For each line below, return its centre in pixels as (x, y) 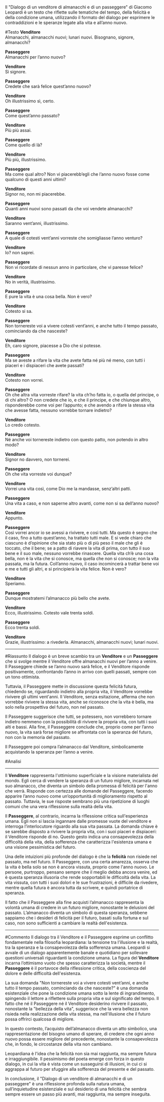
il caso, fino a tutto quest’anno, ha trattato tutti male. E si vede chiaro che (78, 538)
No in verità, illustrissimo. (31, 282)
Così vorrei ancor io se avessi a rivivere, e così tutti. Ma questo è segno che (81, 532)
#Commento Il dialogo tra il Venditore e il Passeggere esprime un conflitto (79, 937)
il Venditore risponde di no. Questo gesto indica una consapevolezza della (80, 837)
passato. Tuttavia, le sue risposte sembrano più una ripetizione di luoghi (77, 801)
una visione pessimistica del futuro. (41, 847)
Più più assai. (18, 130)
